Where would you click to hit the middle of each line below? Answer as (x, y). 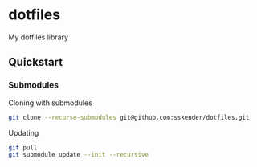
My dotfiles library (39, 37)
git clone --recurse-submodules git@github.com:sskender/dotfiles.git (129, 117)
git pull (23, 147)
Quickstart (36, 62)
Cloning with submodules (50, 103)
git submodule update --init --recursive (79, 155)
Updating (24, 132)
